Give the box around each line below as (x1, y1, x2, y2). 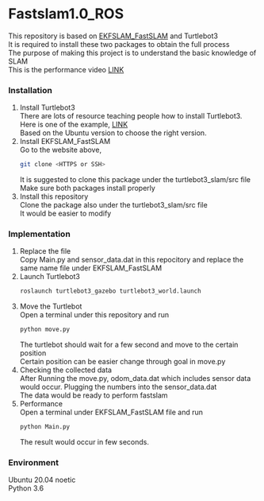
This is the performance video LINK (8, 64, 124, 74)
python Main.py (19, 423, 71, 431)
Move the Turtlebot (19, 301, 82, 311)
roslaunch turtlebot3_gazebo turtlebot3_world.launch (19, 287, 201, 295)
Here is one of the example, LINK (19, 120, 128, 130)
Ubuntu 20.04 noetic (8, 475, 76, 485)
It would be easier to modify (19, 208, 112, 219)
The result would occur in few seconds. (19, 437, 149, 447)
